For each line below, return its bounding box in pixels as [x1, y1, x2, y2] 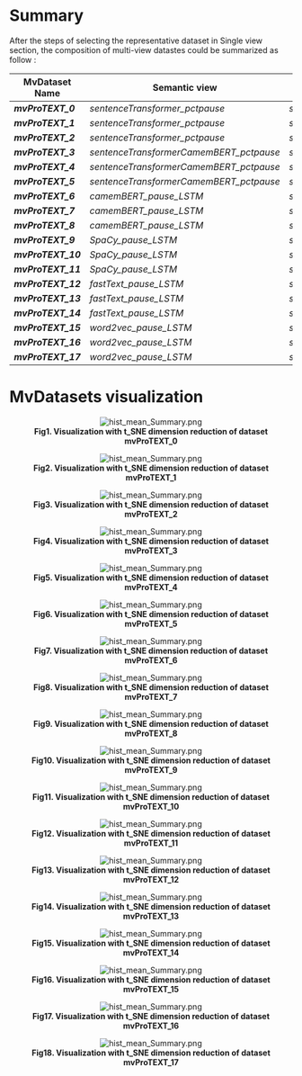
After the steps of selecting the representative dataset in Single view [9, 35, 263, 46]
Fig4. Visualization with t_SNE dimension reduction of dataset [32, 535, 270, 546]
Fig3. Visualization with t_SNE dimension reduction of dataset [32, 498, 270, 509]
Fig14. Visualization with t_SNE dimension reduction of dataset [31, 901, 271, 911]
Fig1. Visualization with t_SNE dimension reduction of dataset [34, 426, 268, 436]
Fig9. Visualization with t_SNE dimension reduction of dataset [32, 718, 270, 729]
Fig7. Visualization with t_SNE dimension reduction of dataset [33, 645, 269, 656]
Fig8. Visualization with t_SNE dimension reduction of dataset [32, 681, 270, 693]
